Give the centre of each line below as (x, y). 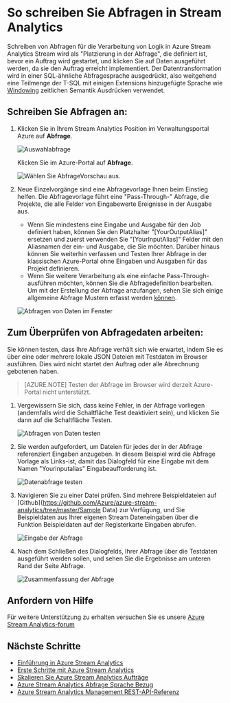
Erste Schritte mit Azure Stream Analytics (76, 670)
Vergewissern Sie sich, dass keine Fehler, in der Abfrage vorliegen (111, 405)
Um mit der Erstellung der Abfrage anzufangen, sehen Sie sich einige (125, 290)
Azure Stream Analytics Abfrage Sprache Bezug (85, 685)
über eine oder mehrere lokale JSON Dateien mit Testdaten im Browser (107, 357)
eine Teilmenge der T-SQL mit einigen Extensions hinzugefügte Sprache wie (115, 83)
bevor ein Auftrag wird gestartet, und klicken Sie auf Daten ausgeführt (106, 61)
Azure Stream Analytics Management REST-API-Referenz (98, 692)
